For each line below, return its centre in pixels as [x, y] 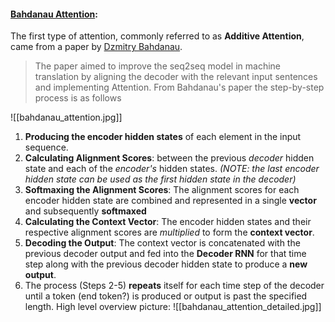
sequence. [46, 147]
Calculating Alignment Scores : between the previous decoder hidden [169, 158]
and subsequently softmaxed [85, 211]
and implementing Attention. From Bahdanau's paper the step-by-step [179, 87]
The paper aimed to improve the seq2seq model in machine [157, 66]
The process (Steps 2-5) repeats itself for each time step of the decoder [174, 286]
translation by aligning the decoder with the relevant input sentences [176, 77]
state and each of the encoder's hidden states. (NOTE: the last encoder [172, 169]
